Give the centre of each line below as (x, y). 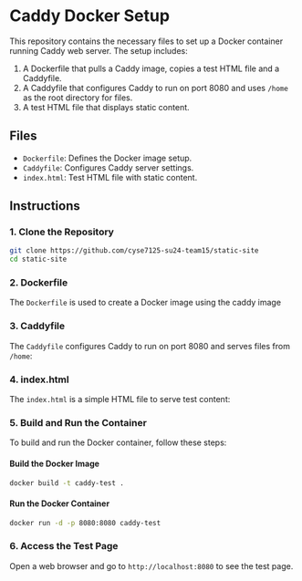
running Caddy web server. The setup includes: (99, 50)
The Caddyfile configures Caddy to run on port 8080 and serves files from (150, 346)
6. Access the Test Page (64, 546)
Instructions (45, 206)
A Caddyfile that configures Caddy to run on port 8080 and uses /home (156, 88)
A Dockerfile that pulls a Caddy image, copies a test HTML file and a (151, 68)
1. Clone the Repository (62, 232)
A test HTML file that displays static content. (106, 107)
